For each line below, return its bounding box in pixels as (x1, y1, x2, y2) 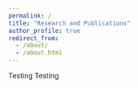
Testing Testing (8, 71, 59, 80)
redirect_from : (8, 34, 59, 42)
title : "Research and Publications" (8, 19, 131, 27)
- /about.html (15, 49, 63, 57)
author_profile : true (8, 26, 81, 34)
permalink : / (8, 11, 52, 20)
